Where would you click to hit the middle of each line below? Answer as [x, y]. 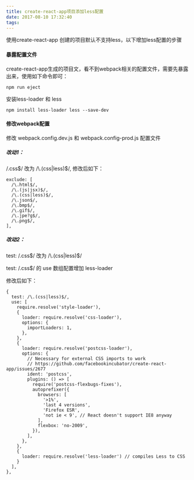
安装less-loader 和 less [34, 99]
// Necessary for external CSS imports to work [86, 359]
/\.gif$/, [23, 210]
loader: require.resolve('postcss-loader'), [77, 348]
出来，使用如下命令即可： [37, 76]
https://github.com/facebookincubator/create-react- [101, 364]
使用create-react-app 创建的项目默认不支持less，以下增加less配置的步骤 [94, 40]
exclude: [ [19, 179]
